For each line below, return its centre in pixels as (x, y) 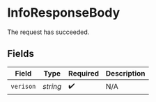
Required (84, 73)
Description (125, 73)
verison (23, 87)
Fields (21, 54)
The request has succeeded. (48, 32)
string (52, 87)
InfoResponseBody (64, 13)
